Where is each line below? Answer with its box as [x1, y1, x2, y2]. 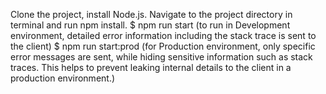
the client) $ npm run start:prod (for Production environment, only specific [10, 40, 316, 52]
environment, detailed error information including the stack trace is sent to [10, 30, 317, 41]
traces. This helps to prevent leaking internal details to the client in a [10, 62, 292, 73]
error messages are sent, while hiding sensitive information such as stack [10, 51, 313, 63]
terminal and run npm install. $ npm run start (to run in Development [10, 19, 291, 31]
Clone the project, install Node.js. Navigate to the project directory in [10, 9, 293, 20]
